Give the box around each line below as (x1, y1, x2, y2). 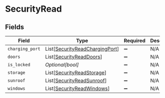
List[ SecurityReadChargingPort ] (45, 45, 119, 52)
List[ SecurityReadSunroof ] (45, 77, 107, 84)
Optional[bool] (45, 61, 79, 68)
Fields (5, 23, 25, 31)
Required (123, 38, 146, 44)
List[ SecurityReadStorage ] (45, 69, 107, 76)
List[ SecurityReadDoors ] (45, 54, 102, 60)
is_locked (7, 62, 30, 67)
